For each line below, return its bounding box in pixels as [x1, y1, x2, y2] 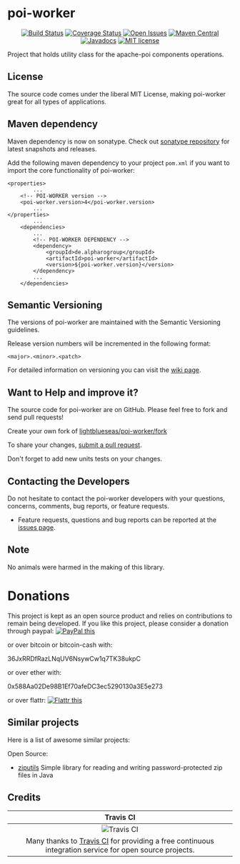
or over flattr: [7, 695, 46, 704]
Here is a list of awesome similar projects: [7, 735, 131, 744]
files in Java [17, 770, 54, 779]
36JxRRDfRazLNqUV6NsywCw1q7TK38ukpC [7, 654, 141, 663]
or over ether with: [7, 668, 62, 676]
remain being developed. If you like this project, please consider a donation [7, 619, 229, 628]
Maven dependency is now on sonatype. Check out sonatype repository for [7, 137, 230, 146]
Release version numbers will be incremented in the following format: [7, 339, 211, 348]
